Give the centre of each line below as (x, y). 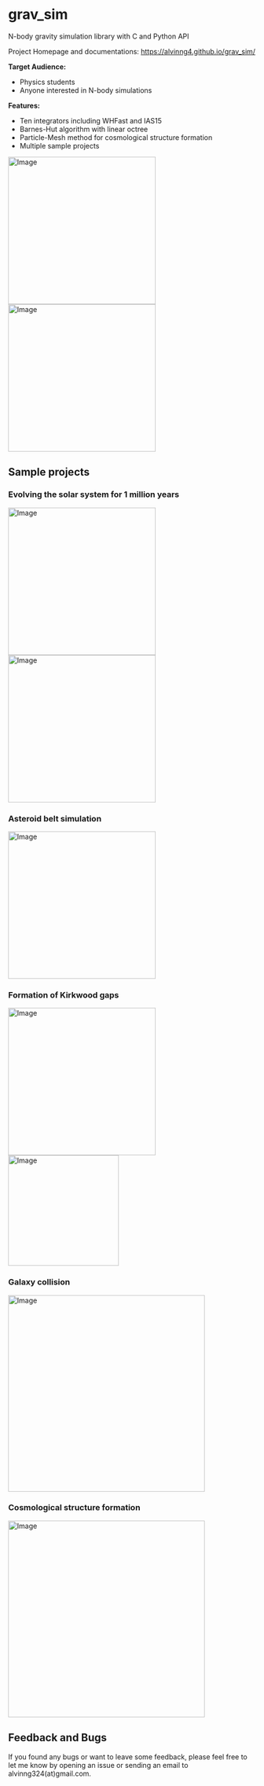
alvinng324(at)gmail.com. (50, 1773)
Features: (24, 105)
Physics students (47, 82)
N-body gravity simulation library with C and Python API (99, 36)
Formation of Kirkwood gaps (64, 994)
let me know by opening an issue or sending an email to (98, 1765)
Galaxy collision (39, 1282)
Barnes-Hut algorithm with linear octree (84, 129)
